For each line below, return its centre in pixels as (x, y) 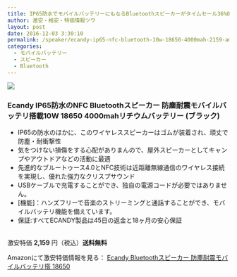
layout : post (26, 27)
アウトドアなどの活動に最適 (70, 158)
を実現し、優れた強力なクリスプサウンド (76, 176)
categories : (25, 46)
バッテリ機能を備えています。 (73, 211)
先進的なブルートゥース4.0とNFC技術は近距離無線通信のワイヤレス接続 (121, 167)
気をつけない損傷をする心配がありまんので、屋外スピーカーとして (113, 150)
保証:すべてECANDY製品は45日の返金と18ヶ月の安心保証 (99, 220)
